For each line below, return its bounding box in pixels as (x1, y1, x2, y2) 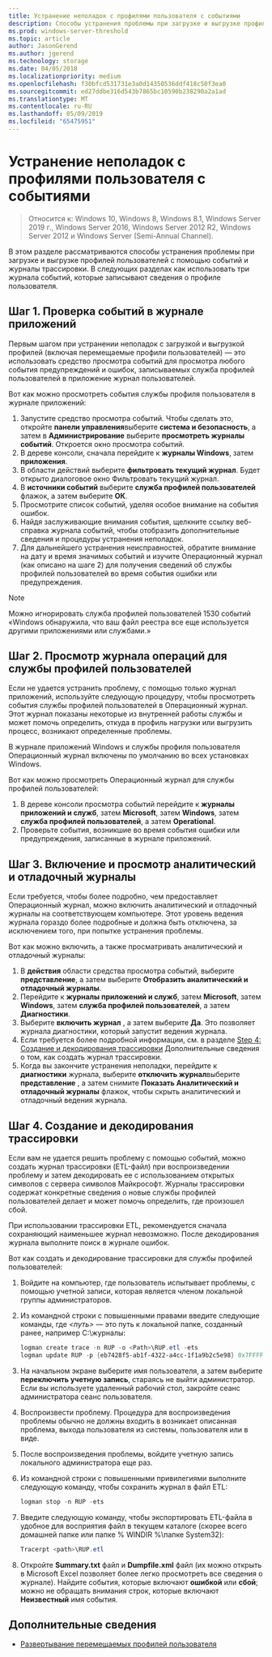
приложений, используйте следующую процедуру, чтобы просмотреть (8, 692, 256, 702)
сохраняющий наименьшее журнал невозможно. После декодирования (8, 1230, 259, 1239)
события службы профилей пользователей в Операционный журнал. (8, 701, 249, 710)
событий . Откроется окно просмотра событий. (19, 439, 185, 449)
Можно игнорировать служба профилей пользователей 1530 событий (8, 608, 251, 618)
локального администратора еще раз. (19, 1457, 153, 1467)
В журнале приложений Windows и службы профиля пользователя (8, 742, 240, 752)
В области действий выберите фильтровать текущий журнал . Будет (19, 465, 261, 474)
